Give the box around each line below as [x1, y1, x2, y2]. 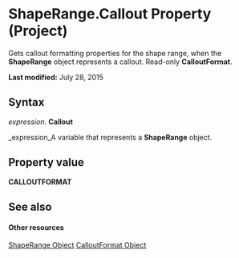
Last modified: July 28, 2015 [8, 72, 104, 82]
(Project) [8, 22, 68, 40]
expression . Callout [8, 117, 74, 127]
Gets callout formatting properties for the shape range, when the [8, 48, 222, 58]
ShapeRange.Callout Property [8, 5, 212, 23]
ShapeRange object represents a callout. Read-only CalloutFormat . [8, 57, 233, 67]
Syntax [8, 95, 45, 109]
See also [8, 200, 52, 213]
